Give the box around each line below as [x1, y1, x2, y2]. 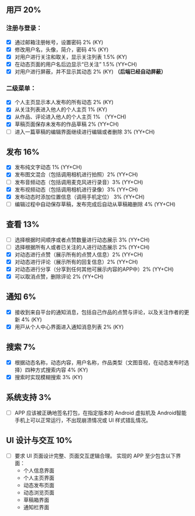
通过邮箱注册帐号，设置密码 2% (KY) [14, 38, 104, 45]
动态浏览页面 [23, 489, 54, 496]
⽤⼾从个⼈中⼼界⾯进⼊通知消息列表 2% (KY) [14, 323, 124, 330]
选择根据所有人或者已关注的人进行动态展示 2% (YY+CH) [14, 243, 150, 250]
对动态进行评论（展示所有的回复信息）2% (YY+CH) [14, 258, 139, 265]
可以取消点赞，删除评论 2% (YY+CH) [14, 273, 104, 280]
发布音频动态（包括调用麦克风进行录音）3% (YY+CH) [14, 178, 143, 186]
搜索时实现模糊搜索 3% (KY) [14, 373, 83, 380]
